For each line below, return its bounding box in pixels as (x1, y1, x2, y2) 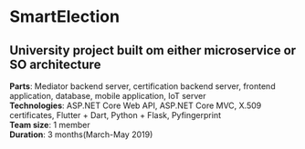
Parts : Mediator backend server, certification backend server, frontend (9, 81, 276, 92)
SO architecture (9, 56, 101, 72)
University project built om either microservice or (9, 43, 297, 58)
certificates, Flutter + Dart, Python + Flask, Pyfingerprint (9, 110, 222, 120)
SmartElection (9, 6, 121, 27)
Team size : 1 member (9, 120, 90, 130)
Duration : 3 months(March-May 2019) (9, 129, 153, 140)
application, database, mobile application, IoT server (9, 91, 207, 101)
